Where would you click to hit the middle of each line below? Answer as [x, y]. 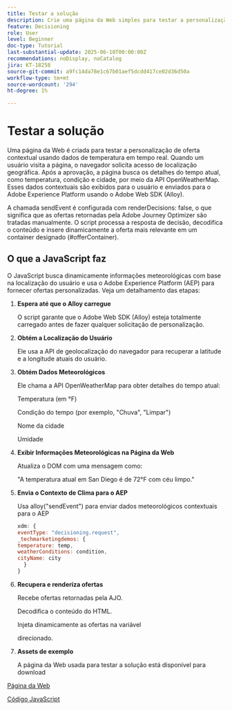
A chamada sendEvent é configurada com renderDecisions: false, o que [109, 208]
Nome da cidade [41, 426]
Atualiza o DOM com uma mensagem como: [80, 466]
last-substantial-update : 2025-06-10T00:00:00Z [77, 53]
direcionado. [35, 638]
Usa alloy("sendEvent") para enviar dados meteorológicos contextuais [117, 506]
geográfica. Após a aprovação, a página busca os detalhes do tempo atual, [114, 172]
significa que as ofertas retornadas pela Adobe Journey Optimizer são [107, 215]
